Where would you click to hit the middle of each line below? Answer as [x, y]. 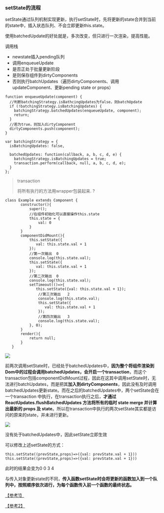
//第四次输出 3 [54, 317]
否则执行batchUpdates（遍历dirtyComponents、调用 [66, 82]
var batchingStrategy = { [31, 142]
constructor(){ [36, 205]
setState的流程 [23, 7]
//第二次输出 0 [44, 276]
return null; [42, 338]
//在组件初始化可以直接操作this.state [64, 214]
